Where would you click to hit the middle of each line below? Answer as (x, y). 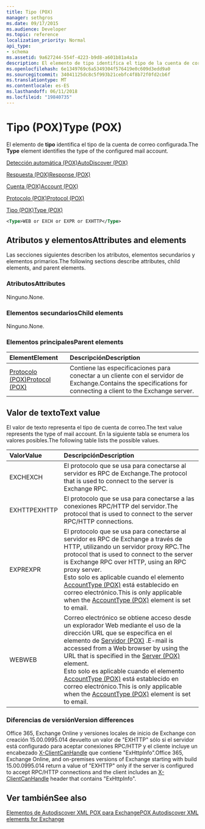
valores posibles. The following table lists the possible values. (83, 440)
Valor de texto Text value (53, 413)
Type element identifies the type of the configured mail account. (88, 151)
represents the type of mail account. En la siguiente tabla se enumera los (98, 434)
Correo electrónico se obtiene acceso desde (128, 618)
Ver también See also (47, 798)
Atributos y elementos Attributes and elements (96, 240)
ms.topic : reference (33, 35)
